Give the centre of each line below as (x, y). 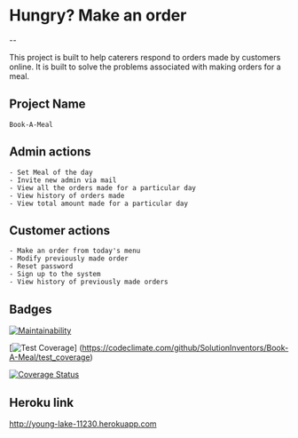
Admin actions (50, 152)
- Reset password (41, 267)
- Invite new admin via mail (63, 180)
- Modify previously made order (69, 259)
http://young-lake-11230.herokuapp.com (83, 424)
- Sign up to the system (55, 275)
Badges (31, 309)
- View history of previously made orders (89, 282)
